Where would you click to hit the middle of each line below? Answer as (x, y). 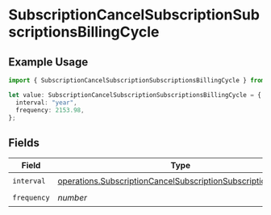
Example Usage (48, 62)
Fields (24, 143)
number (72, 197)
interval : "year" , (47, 103)
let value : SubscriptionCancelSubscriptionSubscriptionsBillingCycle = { (135, 95)
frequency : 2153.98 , (50, 110)
